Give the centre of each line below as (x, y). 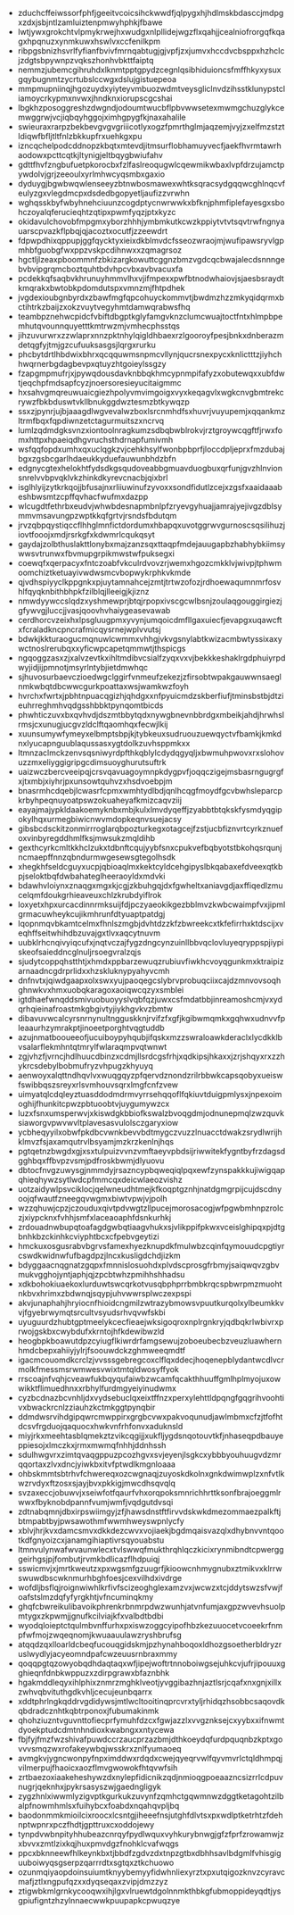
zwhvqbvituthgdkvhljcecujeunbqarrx (85, 1692)
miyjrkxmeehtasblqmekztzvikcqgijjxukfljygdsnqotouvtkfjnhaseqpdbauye (151, 1436)
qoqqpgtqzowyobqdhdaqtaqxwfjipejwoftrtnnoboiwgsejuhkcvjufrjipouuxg (151, 1663)
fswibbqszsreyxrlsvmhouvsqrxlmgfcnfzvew (98, 1085)
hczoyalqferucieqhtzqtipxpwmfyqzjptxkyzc (97, 212)
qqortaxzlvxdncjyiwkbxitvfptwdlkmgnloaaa (97, 1464)
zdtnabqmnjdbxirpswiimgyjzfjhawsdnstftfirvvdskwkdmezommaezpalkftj (149, 1511)
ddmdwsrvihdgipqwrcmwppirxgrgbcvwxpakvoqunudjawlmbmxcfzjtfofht (150, 1417)
